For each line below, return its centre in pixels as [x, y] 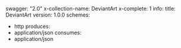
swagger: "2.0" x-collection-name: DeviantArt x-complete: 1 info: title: [90, 9]
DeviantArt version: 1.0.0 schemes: [48, 15]
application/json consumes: [48, 33]
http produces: [32, 26]
